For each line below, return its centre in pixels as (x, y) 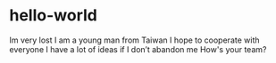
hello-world (54, 16)
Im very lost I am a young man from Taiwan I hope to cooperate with (134, 40)
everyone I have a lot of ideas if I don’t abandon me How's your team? (138, 49)
